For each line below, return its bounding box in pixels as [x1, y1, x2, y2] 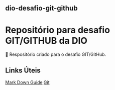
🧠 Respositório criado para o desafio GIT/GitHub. [5, 51, 106, 57]
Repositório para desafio [5, 24, 110, 36]
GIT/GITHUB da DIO [5, 35, 88, 46]
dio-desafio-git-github [5, 4, 78, 13]
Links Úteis [5, 66, 41, 74]
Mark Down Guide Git [5, 79, 50, 85]
